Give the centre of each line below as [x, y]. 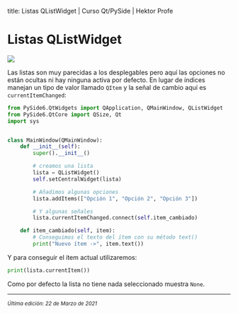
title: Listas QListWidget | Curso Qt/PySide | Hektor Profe [90, 11]
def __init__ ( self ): [50, 147]
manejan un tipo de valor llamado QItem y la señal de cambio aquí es [107, 87]
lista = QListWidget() [66, 173]
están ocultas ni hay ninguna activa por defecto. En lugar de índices [106, 80]
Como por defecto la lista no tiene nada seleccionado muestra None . [106, 284]
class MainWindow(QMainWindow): [55, 140]
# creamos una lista [63, 166]
